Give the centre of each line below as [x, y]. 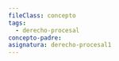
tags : [17, 23]
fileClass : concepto [42, 15]
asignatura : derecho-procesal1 [60, 45]
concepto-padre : [35, 38]
